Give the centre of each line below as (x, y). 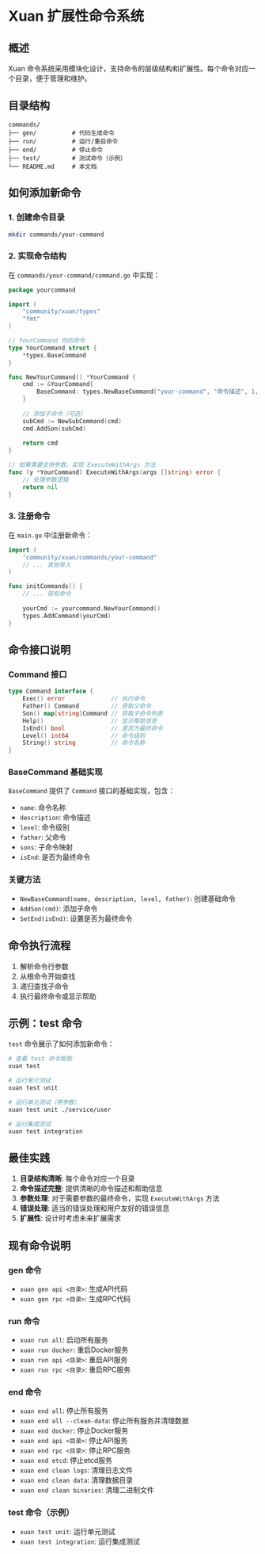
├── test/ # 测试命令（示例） (67, 158)
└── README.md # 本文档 (53, 166)
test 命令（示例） (41, 1513)
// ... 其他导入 (47, 565)
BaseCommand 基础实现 (55, 772)
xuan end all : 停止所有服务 (64, 1411)
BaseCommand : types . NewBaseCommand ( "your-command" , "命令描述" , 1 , (148, 392)
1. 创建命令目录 (37, 217)
